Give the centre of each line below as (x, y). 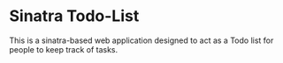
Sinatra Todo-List (74, 16)
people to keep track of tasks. (64, 49)
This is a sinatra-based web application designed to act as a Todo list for (141, 40)
